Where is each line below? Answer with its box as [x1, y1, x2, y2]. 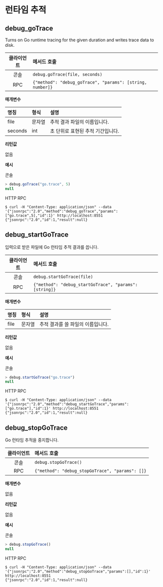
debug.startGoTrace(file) [33, 274, 93, 279]
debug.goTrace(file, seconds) [33, 72, 103, 77]
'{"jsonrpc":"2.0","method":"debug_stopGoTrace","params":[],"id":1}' [5, 569, 151, 574]
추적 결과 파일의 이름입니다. [50, 119, 109, 125]
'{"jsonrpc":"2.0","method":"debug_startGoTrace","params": [5, 402, 130, 407]
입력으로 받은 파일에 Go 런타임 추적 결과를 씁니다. [5, 244, 99, 250]
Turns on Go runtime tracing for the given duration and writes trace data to [5, 37, 154, 43]
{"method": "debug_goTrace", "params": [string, [33, 80, 147, 85]
